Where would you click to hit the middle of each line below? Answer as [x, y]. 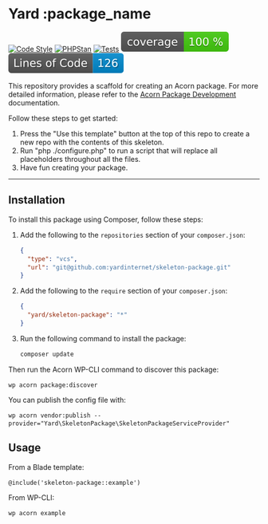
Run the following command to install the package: [103, 338]
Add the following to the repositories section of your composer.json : [132, 234]
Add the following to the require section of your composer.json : [124, 291]
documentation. [34, 102]
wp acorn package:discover [53, 385]
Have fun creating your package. [74, 167]
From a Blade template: [46, 467]
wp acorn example [37, 513]
